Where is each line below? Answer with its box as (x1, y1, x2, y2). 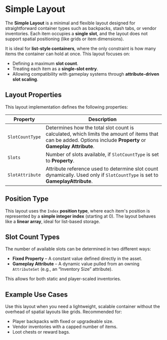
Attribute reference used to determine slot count (45, 165, 159, 172)
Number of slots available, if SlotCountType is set (45, 151, 159, 158)
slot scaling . (12, 76, 38, 82)
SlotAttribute (7, 172, 41, 178)
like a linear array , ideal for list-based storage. (5, 218, 100, 225)
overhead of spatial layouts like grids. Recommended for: (5, 309, 122, 315)
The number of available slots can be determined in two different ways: (5, 246, 151, 252)
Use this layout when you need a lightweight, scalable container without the (5, 304, 160, 310)
